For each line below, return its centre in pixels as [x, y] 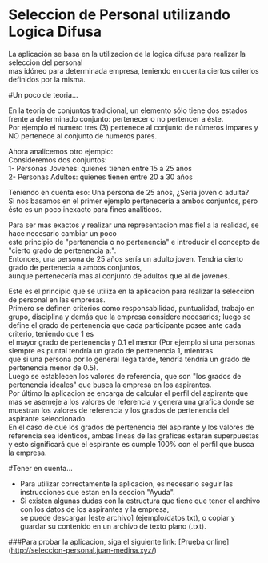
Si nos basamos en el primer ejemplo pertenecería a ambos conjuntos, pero [133, 201]
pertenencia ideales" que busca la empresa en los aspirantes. [110, 385]
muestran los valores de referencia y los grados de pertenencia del [119, 410]
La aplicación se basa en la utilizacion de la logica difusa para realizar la [127, 54]
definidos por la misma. [47, 79]
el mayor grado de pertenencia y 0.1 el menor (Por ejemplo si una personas [132, 342]
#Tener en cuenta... [41, 468]
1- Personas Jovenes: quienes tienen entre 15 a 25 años [100, 168]
